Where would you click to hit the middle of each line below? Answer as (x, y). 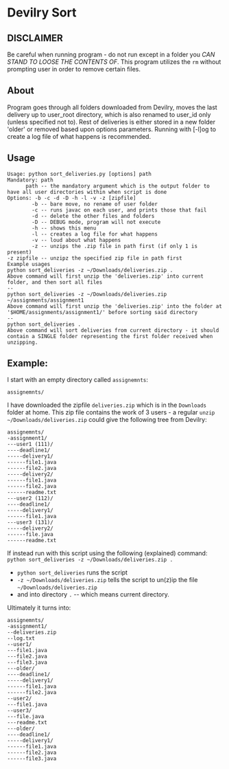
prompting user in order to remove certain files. (74, 69)
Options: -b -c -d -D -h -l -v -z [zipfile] (72, 198)
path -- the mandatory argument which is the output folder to (118, 186)
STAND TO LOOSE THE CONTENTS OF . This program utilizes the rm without (114, 62)
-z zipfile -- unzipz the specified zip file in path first (95, 258)
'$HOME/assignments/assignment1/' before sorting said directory (102, 312)
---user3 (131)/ (30, 523)
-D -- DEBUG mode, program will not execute (96, 222)
